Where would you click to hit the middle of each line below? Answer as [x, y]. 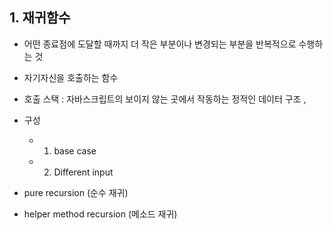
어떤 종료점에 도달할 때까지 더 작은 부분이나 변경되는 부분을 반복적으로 [160, 44]
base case [75, 150]
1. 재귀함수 [40, 18]
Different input [83, 172]
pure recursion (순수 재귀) [76, 192]
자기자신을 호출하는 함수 [71, 77]
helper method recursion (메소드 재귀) [100, 214]
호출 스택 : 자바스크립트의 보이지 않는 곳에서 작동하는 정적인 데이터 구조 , [165, 99]
